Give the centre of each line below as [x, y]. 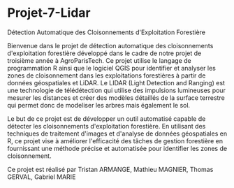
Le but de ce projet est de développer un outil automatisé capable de [107, 118]
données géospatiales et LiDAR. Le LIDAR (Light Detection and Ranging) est [116, 82]
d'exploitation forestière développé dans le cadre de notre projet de [104, 53]
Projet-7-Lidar [49, 13]
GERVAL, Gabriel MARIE [42, 177]
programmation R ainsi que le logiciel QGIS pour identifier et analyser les [112, 68]
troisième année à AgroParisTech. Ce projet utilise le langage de [99, 60]
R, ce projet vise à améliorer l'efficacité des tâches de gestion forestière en [115, 140]
